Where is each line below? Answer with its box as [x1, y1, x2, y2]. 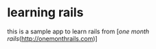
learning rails [7, 5, 84, 20]
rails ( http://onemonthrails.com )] [7, 34, 98, 42]
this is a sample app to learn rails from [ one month [7, 27, 150, 35]
